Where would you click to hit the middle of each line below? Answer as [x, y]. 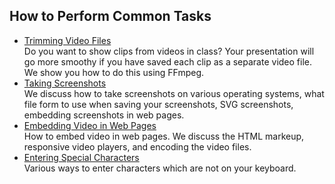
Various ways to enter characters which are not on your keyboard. [160, 168]
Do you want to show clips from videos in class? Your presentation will [169, 51]
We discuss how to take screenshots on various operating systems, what [174, 93]
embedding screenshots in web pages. [104, 115]
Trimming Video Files [67, 40]
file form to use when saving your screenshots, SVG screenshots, [158, 104]
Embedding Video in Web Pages [90, 125]
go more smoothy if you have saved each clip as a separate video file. [167, 61]
